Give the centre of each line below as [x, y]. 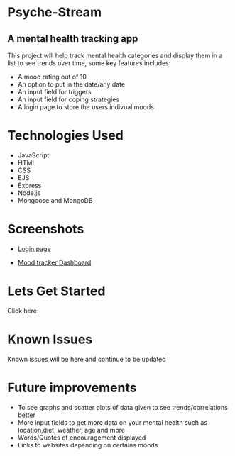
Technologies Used [66, 136]
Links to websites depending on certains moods [88, 445]
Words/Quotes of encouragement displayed [82, 438]
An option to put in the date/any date [71, 84]
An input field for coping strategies [69, 99]
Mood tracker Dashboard [54, 262]
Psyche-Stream [54, 12]
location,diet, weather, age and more [71, 430]
